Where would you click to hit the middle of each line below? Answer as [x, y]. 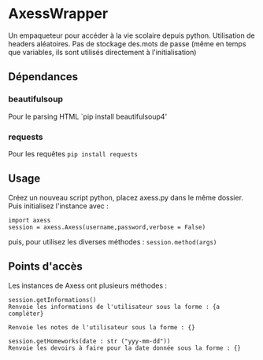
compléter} [26, 314]
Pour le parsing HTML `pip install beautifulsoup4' [88, 116]
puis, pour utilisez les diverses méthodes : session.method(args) [113, 241]
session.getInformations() [52, 299]
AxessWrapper [58, 14]
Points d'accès [45, 267]
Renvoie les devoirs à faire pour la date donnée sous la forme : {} [125, 348]
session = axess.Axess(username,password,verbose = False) [107, 227]
